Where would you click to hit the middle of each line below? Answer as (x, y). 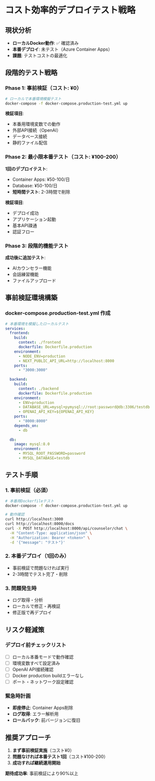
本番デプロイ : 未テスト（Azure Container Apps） (62, 49)
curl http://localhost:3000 (34, 519)
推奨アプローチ (28, 737)
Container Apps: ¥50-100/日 (41, 179)
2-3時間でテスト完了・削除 (40, 574)
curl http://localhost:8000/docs (40, 524)
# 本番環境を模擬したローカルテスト (37, 324)
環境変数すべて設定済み (36, 663)
